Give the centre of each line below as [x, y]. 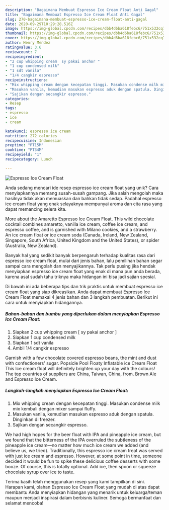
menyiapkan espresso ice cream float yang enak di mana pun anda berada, [83, 271]
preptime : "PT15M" [24, 145]
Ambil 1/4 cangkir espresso [41, 348]
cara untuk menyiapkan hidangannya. [44, 302]
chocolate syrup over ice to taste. [40, 472]
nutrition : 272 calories [31, 136]
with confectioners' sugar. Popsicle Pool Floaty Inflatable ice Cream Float [81, 363]
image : [12, 29]
